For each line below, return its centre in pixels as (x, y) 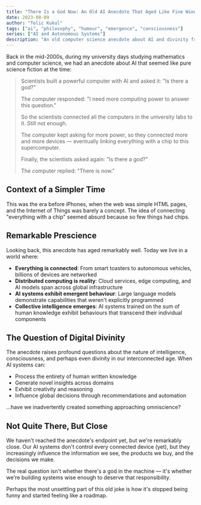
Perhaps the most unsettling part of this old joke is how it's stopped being (97, 489)
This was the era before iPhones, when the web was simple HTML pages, (97, 204)
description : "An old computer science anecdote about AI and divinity (97, 40)
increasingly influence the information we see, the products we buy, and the (100, 453)
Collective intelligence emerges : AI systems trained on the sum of (97, 306)
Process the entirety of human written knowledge (76, 377)
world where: (22, 256)
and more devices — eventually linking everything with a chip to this (105, 141)
